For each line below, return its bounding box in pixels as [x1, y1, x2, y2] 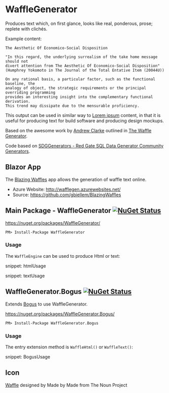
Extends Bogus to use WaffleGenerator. [5, 301, 88, 307]
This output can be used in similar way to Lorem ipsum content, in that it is [5, 112, 161, 118]
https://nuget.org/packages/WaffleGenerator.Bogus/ [5, 311, 115, 317]
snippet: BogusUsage [5, 353, 51, 359]
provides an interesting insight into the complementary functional [5, 94, 153, 100]
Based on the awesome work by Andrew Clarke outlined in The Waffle [5, 127, 152, 133]
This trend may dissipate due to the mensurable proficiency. [5, 103, 140, 108]
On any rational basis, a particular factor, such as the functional [5, 76, 156, 82]
